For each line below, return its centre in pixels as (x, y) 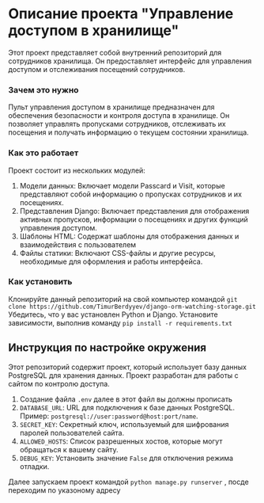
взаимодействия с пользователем (78, 244)
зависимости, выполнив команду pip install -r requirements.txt (121, 322)
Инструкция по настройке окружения (107, 348)
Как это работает (43, 153)
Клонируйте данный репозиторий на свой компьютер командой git (123, 299)
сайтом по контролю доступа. (59, 383)
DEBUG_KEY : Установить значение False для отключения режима (126, 458)
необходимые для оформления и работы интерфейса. (111, 261)
